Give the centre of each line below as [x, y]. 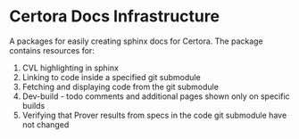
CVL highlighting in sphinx [70, 68]
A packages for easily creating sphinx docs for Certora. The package [136, 41]
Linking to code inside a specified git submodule [111, 77]
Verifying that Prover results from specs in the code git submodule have [154, 115]
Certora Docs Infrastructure [115, 16]
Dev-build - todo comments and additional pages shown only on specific [156, 96]
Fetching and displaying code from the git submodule [120, 86]
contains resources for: [52, 50]
